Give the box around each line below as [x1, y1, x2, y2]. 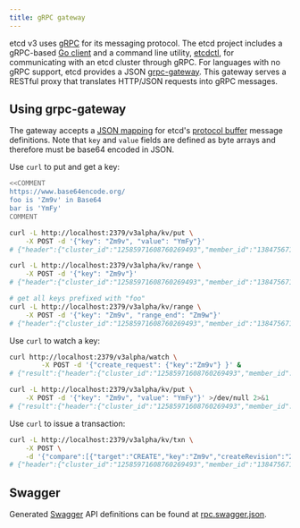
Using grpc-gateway [9, 102, 127, 117]
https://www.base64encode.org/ [9, 187, 126, 197]
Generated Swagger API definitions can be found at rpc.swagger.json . [9, 509, 267, 520]
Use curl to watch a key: [9, 335, 101, 345]
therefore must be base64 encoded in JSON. [9, 144, 175, 155]
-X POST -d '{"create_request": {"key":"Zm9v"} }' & [41, 361, 242, 370]
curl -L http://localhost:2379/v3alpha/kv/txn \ [9, 435, 194, 444]
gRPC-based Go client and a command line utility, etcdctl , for [9, 47, 235, 58]
